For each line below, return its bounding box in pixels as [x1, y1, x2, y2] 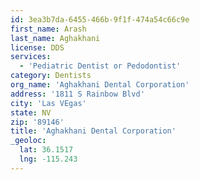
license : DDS [10, 42, 65, 53]
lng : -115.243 [19, 154, 78, 164]
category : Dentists [10, 71, 92, 81]
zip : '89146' [10, 117, 65, 127]
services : [10, 52, 52, 62]
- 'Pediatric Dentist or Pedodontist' [19, 61, 182, 71]
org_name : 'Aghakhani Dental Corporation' [10, 80, 190, 90]
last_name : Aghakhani [10, 33, 101, 43]
